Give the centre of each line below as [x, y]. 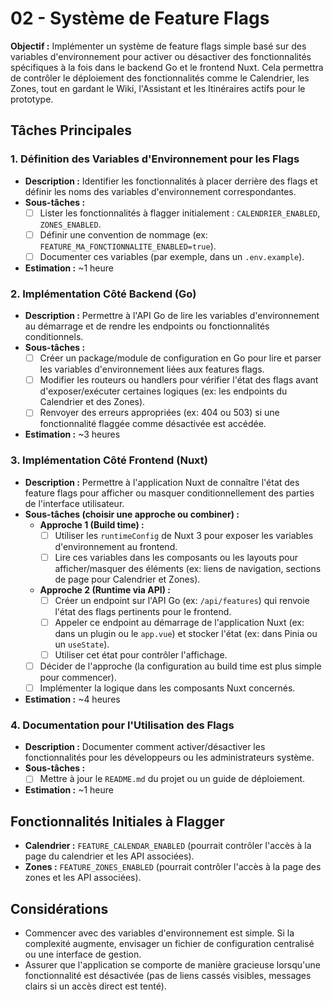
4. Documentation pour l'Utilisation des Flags [122, 725]
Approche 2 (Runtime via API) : [105, 589]
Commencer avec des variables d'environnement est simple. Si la [159, 933]
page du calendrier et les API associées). [109, 856]
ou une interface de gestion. [83, 954]
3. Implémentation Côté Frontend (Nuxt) [109, 460]
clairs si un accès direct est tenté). [95, 986]
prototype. [32, 99]
